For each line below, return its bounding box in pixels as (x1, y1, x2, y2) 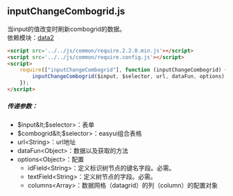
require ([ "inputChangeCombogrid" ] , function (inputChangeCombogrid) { (19, 66, 228, 73)
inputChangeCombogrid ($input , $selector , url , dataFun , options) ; (32, 73, 228, 80)
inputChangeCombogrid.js (7, 6, 126, 17)
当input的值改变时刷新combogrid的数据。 (7, 24, 126, 33)
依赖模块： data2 (7, 33, 54, 42)
